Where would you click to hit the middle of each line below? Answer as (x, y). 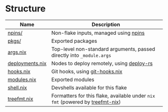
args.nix (17, 52)
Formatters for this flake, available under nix (103, 96)
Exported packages (74, 41)
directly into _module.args (81, 55)
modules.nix (22, 79)
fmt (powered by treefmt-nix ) (86, 102)
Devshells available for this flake (89, 88)
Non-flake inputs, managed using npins (98, 33)
